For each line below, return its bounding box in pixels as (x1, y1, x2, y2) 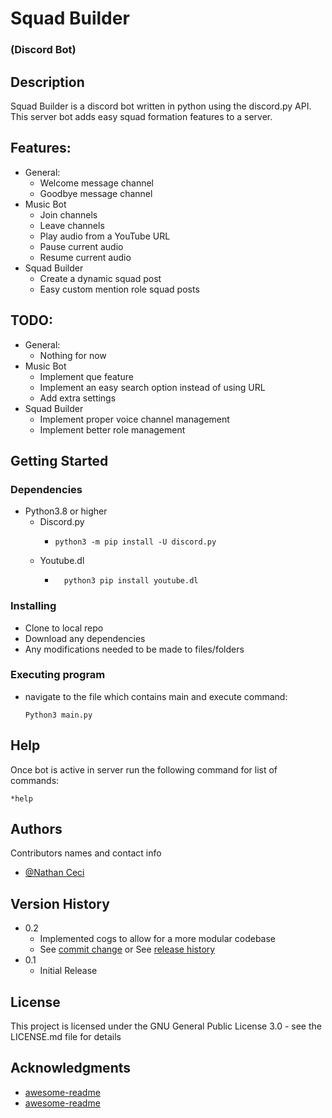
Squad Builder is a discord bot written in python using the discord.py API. (10, 100, 312, 112)
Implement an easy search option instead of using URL (39, 381, 266, 393)
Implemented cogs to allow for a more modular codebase (39, 933, 277, 945)
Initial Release (39, 965, 98, 977)
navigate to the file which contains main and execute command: (24, 690, 288, 702)
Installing (10, 599, 57, 613)
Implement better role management (39, 423, 186, 436)
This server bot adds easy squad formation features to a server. (10, 110, 273, 122)
